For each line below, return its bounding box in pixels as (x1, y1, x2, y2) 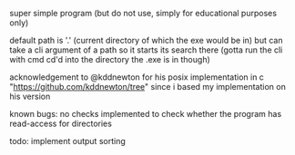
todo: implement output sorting (9, 136, 126, 146)
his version (9, 91, 51, 102)
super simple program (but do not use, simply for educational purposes (9, 8, 278, 18)
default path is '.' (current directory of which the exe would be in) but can (9, 35, 283, 45)
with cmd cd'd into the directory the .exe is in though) (9, 54, 211, 64)
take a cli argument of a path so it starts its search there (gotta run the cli (9, 44, 283, 55)
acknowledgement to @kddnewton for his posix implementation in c (9, 72, 264, 82)
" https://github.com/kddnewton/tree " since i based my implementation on (9, 82, 287, 92)
